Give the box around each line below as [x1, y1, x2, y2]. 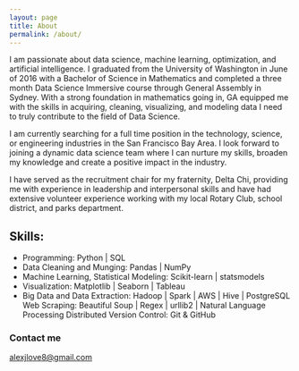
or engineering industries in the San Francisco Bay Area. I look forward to [9, 138, 280, 148]
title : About [9, 21, 58, 30]
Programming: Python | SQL [21, 252, 126, 264]
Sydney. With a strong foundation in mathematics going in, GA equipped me [9, 92, 289, 103]
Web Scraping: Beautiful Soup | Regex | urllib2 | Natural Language [21, 300, 266, 311]
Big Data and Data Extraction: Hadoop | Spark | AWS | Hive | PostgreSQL [21, 291, 291, 301]
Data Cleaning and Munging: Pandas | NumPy [21, 262, 192, 273]
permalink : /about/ [9, 30, 82, 38]
